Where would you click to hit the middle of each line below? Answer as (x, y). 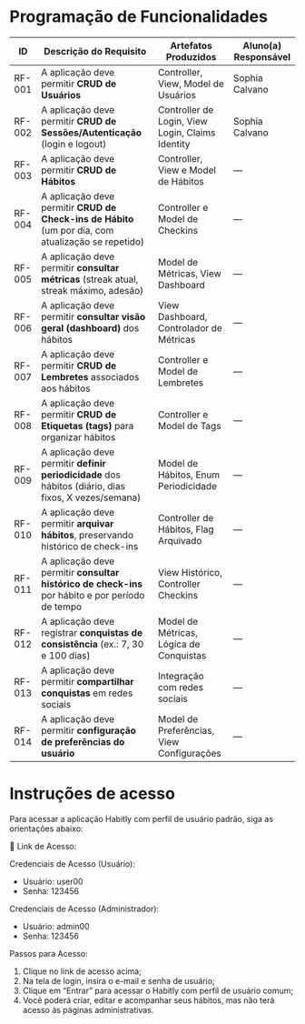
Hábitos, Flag (186, 529)
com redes (181, 687)
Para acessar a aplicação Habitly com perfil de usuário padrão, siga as (142, 818)
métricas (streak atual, (89, 279)
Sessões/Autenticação (91, 132)
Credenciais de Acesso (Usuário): (73, 863)
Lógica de (179, 644)
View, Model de (191, 84)
